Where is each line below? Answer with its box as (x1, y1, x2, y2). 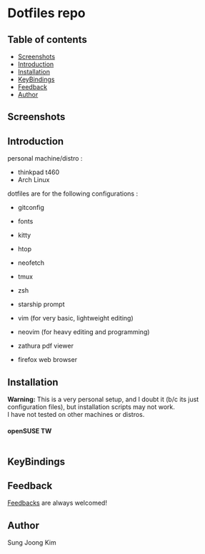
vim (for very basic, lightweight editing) (17, 314, 134, 323)
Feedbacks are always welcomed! (7, 498, 107, 508)
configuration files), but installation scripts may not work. (7, 403, 175, 411)
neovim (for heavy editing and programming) (17, 328, 150, 336)
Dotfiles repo (7, 5, 86, 21)
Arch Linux (17, 176, 50, 184)
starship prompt (17, 300, 65, 308)
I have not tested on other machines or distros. (7, 411, 145, 419)
